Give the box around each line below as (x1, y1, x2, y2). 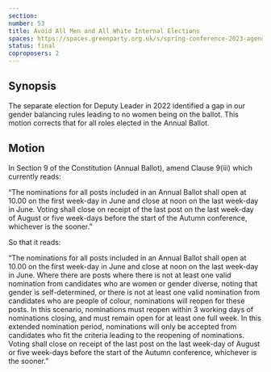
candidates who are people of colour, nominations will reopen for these (8, 296, 245, 306)
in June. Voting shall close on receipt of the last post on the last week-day (8, 204, 254, 214)
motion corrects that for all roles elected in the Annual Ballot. (8, 118, 210, 128)
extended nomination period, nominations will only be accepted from (8, 321, 237, 332)
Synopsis (8, 79, 56, 93)
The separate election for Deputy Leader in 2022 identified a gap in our (8, 100, 246, 110)
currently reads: (8, 171, 62, 181)
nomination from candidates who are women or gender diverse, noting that (8, 278, 258, 288)
